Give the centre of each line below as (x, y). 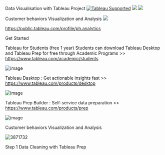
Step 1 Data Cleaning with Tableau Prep (46, 147)
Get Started (17, 38)
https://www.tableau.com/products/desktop (50, 83)
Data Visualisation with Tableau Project (45, 8)
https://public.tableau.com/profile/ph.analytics (53, 28)
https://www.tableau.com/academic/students (52, 58)
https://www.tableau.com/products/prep (47, 108)
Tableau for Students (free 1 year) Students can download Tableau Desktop (83, 48)
